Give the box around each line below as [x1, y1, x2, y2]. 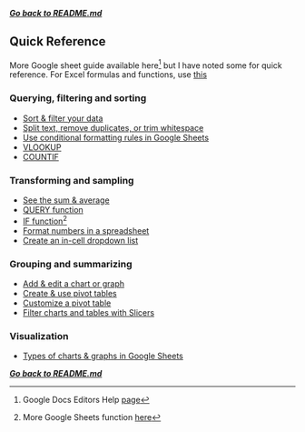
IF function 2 [22, 214, 68, 226]
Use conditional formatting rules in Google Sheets [22, 132, 210, 143]
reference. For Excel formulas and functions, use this [9, 69, 207, 80]
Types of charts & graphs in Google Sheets [22, 350, 183, 362]
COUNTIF [22, 151, 59, 162]
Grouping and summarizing [9, 257, 133, 270]
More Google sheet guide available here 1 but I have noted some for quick [9, 58, 283, 71]
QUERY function [22, 205, 84, 216]
